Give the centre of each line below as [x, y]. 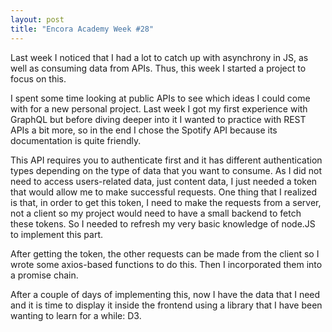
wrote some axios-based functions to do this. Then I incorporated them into [166, 264]
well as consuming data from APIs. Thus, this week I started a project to [158, 68]
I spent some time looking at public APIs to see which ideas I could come [160, 98]
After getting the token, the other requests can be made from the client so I [165, 253]
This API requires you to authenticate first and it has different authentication [166, 160]
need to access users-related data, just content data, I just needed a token [164, 181]
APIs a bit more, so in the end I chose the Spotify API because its [144, 130]
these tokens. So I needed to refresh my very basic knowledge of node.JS [163, 223]
